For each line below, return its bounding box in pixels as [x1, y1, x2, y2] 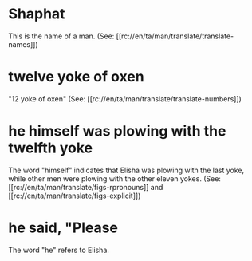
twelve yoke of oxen [8, 68, 145, 86]
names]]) [8, 39, 38, 49]
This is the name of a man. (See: [8, 31, 115, 41]
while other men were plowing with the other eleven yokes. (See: [8, 173, 222, 184]
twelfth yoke [8, 139, 93, 157]
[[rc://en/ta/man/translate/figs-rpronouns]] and [8, 182, 163, 192]
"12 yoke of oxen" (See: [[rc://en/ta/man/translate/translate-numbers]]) [8, 93, 242, 104]
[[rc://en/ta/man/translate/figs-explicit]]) [8, 191, 141, 200]
